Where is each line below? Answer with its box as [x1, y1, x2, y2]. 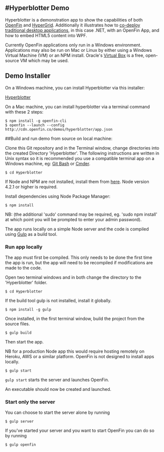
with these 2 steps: [5, 109, 44, 114]
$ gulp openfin [5, 442, 36, 447]
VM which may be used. [20, 57, 69, 63]
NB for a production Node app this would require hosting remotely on [5, 348, 144, 354]
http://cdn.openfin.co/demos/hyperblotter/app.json [5, 127, 113, 132]
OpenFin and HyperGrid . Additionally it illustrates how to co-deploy [5, 22, 141, 28]
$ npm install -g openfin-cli [5, 118, 67, 123]
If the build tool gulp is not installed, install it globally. [5, 297, 112, 303]
